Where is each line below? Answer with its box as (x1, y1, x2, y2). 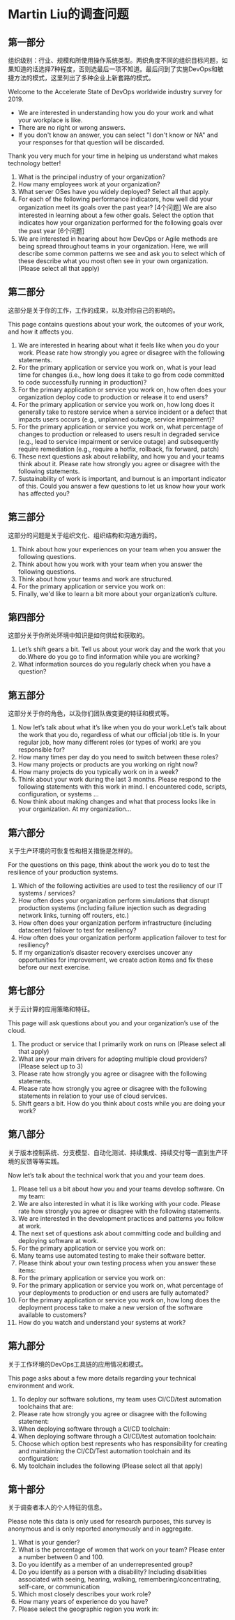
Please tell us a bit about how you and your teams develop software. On (17, 1184, 225, 1193)
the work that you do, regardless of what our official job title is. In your (17, 731, 220, 739)
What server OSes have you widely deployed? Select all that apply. (17, 188, 211, 195)
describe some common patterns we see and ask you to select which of (17, 249, 225, 258)
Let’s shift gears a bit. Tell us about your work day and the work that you (17, 645, 226, 653)
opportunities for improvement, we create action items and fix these (17, 956, 213, 964)
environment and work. (8, 1381, 75, 1390)
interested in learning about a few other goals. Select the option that (17, 211, 214, 219)
